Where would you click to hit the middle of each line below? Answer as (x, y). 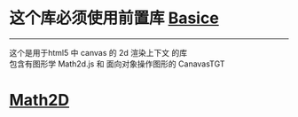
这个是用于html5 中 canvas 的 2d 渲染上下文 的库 (98, 52)
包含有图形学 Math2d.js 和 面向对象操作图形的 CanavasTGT (117, 64)
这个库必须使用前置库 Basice (114, 18)
